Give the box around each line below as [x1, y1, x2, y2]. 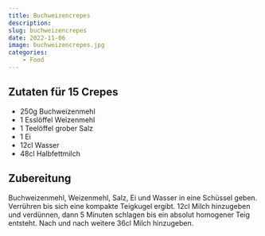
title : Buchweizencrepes [8, 11, 91, 20]
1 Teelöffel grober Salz [19, 123, 94, 133]
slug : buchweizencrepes [8, 26, 88, 34]
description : [8, 19, 52, 27]
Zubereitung [8, 172, 72, 185]
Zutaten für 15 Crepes [8, 85, 119, 99]
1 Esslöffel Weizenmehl [19, 114, 95, 124]
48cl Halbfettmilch [19, 149, 81, 158]
